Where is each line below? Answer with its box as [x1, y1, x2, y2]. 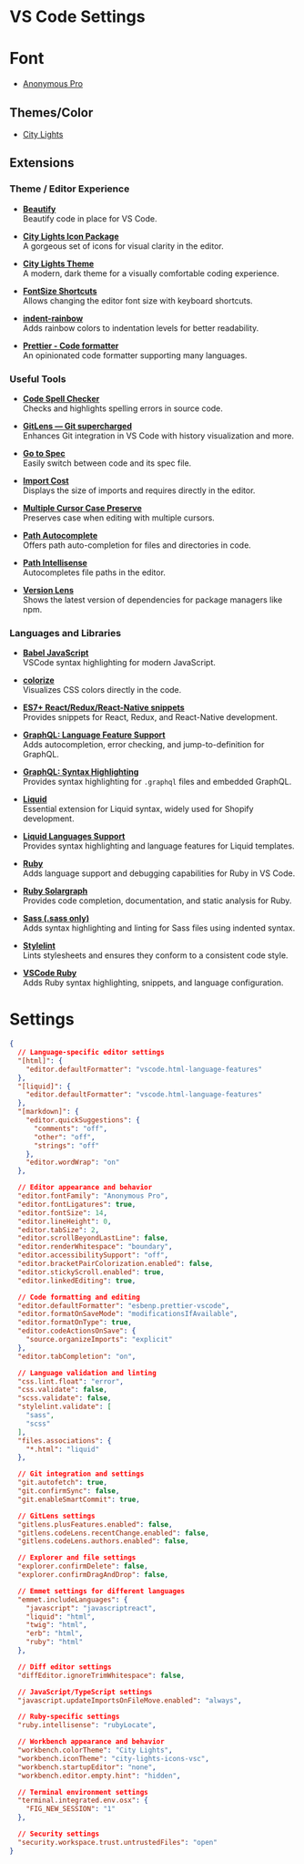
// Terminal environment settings [17, 1787, 148, 1797]
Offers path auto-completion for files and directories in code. [22, 540, 252, 551]
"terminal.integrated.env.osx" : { [17, 1796, 148, 1806]
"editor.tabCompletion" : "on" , [17, 1352, 137, 1361]
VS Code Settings [9, 6, 146, 27]
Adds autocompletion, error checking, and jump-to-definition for [22, 739, 265, 750]
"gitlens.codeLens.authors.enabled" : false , [17, 1537, 189, 1546]
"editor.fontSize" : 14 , [17, 1208, 107, 1218]
